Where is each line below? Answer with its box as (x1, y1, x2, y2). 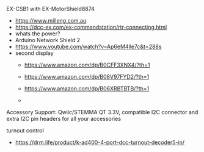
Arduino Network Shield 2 (15, 37, 81, 43)
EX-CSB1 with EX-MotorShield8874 (6, 5, 95, 12)
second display (15, 49, 54, 57)
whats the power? (15, 30, 60, 37)
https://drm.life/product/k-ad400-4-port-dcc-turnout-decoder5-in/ (15, 139, 185, 146)
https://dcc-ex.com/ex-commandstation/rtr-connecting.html (15, 24, 167, 31)
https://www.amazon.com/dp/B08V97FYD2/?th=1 (24, 73, 150, 80)
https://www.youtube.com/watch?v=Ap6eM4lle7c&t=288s (15, 43, 162, 50)
